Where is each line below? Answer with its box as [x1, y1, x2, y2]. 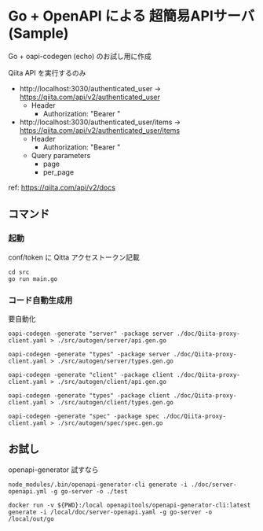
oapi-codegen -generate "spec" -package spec [8, 412, 159, 420]
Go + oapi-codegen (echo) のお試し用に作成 [8, 51, 152, 61]
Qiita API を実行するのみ [8, 68, 86, 77]
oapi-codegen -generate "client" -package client [8, 371, 174, 378]
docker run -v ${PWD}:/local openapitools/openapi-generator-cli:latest [8, 501, 251, 509]
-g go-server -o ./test [49, 487, 128, 496]
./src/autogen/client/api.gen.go [57, 378, 167, 385]
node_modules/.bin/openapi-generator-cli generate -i [8, 481, 188, 489]
